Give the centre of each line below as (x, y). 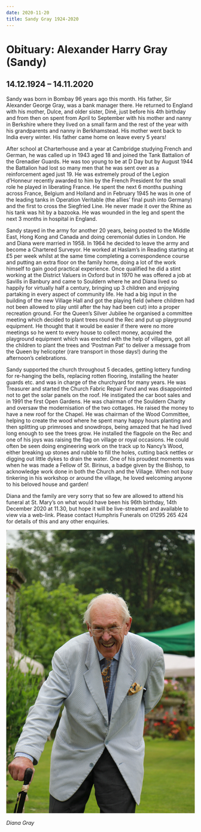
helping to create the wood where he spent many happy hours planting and (99, 420)
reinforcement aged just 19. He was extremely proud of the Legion (88, 174)
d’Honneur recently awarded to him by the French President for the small (96, 181)
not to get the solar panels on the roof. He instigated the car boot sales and (99, 395)
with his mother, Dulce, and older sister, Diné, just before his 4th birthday (96, 112)
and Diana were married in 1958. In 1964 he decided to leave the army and (98, 243)
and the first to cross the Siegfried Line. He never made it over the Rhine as (99, 206)
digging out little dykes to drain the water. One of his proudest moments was (100, 458)
